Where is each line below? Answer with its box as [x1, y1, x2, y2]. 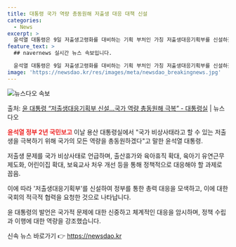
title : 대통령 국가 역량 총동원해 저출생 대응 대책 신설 [7, 10, 148, 18]
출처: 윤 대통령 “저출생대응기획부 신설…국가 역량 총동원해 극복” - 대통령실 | [7, 103, 212, 113]
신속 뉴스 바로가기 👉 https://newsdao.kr [7, 232, 122, 240]
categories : [7, 17, 42, 24]
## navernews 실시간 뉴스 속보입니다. [13, 50, 112, 57]
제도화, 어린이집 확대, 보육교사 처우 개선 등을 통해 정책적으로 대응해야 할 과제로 [7, 160, 223, 169]
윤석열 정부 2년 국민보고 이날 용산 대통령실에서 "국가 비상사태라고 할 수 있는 [7, 127, 214, 136]
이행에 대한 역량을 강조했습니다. [14, 216, 101, 225]
